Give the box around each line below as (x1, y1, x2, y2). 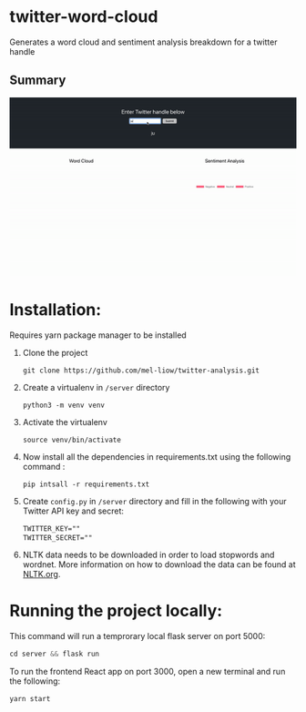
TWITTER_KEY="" (22, 524, 81, 534)
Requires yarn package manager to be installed (9, 330, 187, 341)
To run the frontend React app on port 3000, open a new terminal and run (9, 666, 286, 676)
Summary (9, 73, 66, 88)
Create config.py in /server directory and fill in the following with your (22, 495, 287, 506)
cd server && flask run (9, 649, 100, 658)
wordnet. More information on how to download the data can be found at (22, 558, 296, 570)
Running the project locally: (9, 601, 223, 621)
